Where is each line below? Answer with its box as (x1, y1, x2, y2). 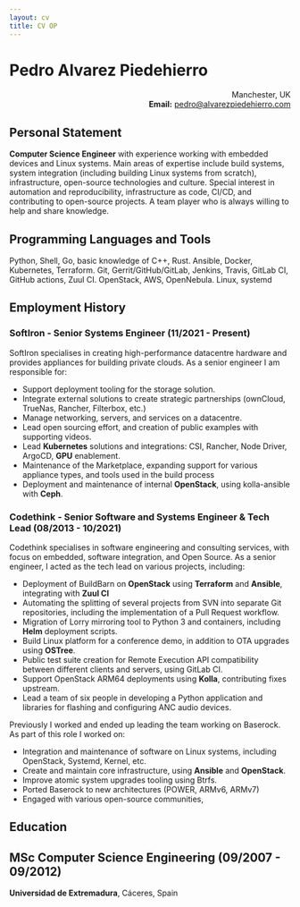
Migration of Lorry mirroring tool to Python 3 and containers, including (21, 616, 281, 627)
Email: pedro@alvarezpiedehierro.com (148, 99, 291, 110)
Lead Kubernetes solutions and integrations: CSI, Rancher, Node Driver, (21, 440, 287, 452)
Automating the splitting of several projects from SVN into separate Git (21, 598, 282, 608)
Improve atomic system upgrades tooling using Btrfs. (21, 775, 217, 785)
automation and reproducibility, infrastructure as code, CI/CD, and (9, 187, 252, 198)
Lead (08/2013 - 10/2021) (9, 521, 122, 534)
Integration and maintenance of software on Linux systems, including (21, 746, 277, 757)
